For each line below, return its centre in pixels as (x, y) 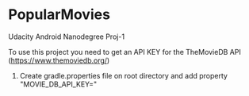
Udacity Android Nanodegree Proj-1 (67, 36)
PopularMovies (59, 15)
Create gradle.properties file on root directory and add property (124, 75)
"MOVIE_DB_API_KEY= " (58, 84)
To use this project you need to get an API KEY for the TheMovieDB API (125, 52)
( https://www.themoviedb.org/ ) (59, 60)
